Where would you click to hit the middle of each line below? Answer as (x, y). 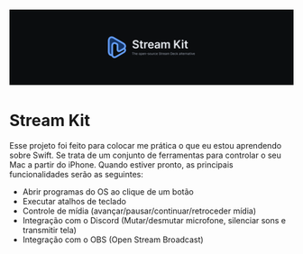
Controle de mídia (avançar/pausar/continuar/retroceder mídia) (139, 211)
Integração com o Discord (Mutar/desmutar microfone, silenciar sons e (154, 220)
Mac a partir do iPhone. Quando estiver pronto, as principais (121, 165)
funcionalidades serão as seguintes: (77, 174)
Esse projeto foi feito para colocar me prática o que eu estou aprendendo (146, 145)
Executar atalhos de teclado (74, 201)
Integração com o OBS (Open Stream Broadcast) (113, 240)
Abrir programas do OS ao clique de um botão (108, 192)
